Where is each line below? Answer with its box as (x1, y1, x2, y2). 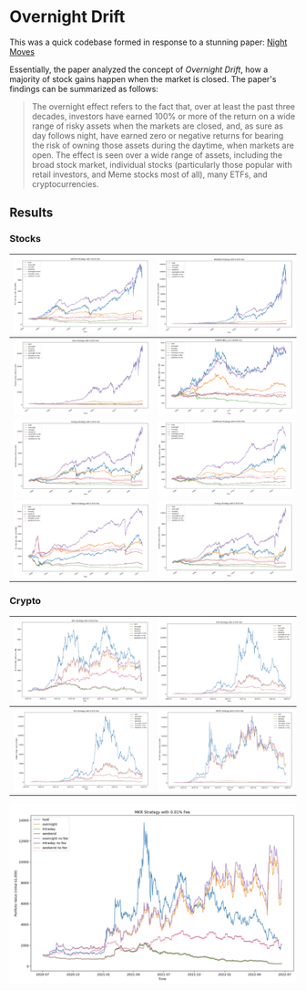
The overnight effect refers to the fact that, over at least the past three (31, 100, 296, 111)
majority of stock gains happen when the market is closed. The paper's (9, 73, 277, 84)
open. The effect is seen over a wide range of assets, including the (31, 149, 283, 161)
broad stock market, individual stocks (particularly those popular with (31, 159, 293, 170)
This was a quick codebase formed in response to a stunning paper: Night (9, 37, 288, 47)
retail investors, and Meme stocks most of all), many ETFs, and (31, 169, 268, 180)
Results (9, 205, 54, 221)
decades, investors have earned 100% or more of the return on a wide (31, 110, 296, 121)
